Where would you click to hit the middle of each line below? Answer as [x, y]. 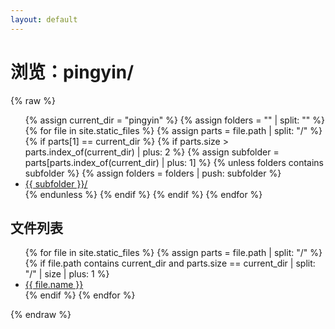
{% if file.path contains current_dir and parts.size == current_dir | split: [170, 263]
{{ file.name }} [54, 285]
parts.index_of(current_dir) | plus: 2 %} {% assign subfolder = [152, 152]
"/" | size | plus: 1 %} [67, 274]
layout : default [44, 19]
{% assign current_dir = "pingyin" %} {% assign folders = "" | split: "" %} [174, 120]
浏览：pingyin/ [72, 72]
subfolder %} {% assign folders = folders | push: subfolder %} [153, 173]
